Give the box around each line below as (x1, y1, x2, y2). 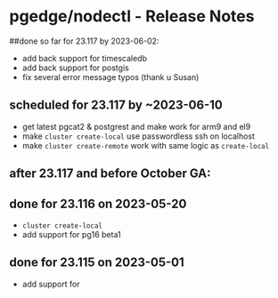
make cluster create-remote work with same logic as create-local (21, 140, 270, 150)
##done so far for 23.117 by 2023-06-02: (9, 36, 159, 46)
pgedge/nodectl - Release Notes (9, 6, 255, 27)
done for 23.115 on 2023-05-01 (9, 255, 184, 270)
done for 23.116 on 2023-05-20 (9, 196, 187, 211)
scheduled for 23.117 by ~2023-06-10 (9, 98, 223, 113)
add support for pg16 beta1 (21, 229, 122, 239)
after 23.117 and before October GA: (9, 166, 211, 181)
